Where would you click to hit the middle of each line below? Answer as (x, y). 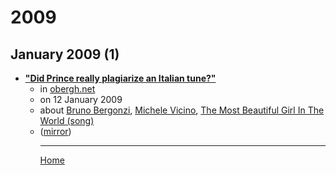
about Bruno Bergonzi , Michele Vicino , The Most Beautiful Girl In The (182, 110)
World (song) (67, 120)
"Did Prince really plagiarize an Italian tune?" (120, 78)
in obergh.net (67, 89)
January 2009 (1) (65, 54)
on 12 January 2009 (81, 99)
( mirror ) (55, 131)
